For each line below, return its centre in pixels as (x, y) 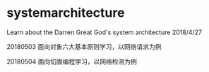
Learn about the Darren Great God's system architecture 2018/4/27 (104, 32)
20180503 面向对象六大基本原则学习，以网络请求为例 (84, 46)
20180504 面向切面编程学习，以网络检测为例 (72, 62)
